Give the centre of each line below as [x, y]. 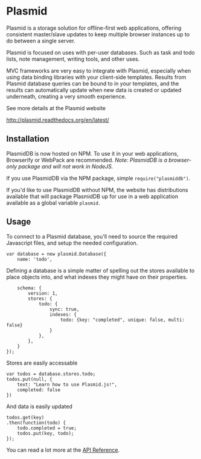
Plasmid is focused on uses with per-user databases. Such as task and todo [101, 52]
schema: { [30, 288]
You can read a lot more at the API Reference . [63, 450]
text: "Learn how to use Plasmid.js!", [67, 385]
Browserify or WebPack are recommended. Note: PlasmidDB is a [87, 160]
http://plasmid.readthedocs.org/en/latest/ [58, 120]
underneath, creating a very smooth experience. [66, 96]
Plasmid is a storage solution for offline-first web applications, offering [94, 28]
